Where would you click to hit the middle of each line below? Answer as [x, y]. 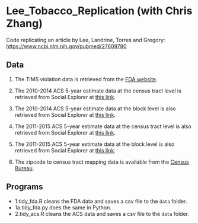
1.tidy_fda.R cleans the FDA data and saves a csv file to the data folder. [101, 201]
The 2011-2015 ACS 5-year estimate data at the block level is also [95, 144]
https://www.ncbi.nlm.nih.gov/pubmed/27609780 [66, 46]
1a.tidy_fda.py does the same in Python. [63, 207]
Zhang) [24, 23]
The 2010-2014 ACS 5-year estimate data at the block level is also [95, 109]
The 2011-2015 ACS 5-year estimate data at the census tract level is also [103, 126]
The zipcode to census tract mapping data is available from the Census [102, 162]
